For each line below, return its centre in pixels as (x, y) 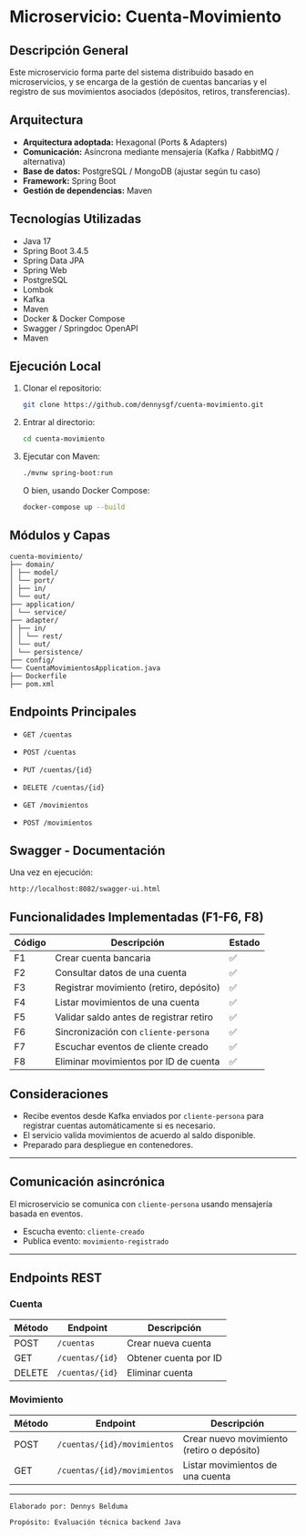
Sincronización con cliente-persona (132, 1032)
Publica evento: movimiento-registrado (96, 1241)
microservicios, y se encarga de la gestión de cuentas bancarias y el (138, 82)
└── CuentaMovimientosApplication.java (85, 668)
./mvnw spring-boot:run (68, 473)
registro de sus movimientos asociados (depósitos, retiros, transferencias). (150, 92)
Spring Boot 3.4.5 (56, 250)
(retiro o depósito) (222, 1450)
